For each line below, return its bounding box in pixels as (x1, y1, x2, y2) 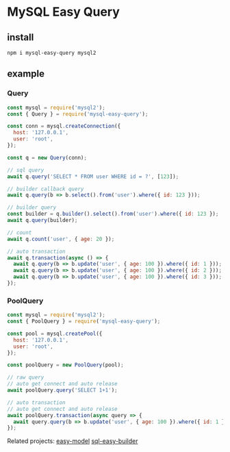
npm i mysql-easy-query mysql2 (7, 49, 97, 56)
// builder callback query (7, 186, 84, 192)
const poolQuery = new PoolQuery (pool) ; (7, 362, 125, 368)
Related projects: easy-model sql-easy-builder (7, 437, 138, 445)
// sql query (7, 166, 44, 173)
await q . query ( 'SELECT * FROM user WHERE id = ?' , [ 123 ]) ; (7, 173, 179, 180)
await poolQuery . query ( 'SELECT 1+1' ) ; (7, 387, 118, 394)
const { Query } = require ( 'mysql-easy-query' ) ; (7, 110, 149, 117)
